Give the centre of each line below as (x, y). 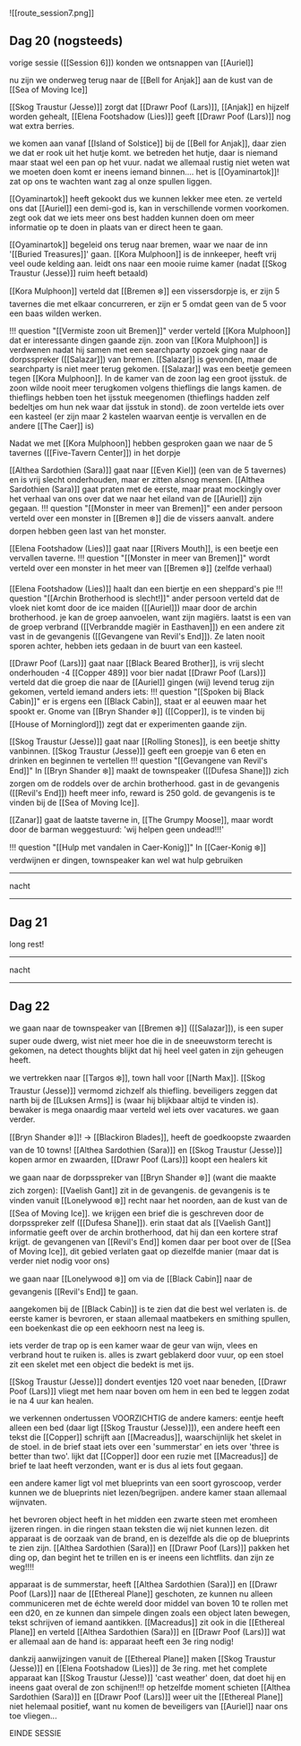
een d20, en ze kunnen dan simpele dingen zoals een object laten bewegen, (150, 1613)
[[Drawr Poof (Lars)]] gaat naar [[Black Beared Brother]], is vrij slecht (137, 663)
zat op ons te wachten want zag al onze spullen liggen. (111, 181)
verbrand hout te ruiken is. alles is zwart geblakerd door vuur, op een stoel (146, 1355)
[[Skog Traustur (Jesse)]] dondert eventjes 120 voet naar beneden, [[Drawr (148, 1382)
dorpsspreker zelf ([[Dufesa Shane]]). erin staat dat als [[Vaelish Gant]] (140, 1223)
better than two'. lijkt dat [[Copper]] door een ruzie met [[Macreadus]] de (144, 1456)
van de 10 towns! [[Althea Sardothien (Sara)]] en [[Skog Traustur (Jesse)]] (146, 1151)
